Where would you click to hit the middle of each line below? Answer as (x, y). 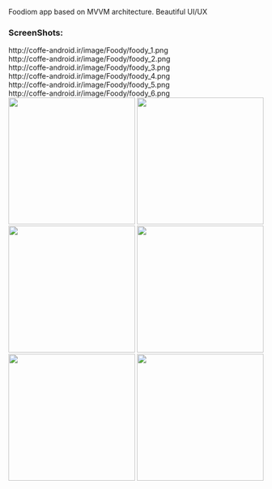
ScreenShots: (36, 32)
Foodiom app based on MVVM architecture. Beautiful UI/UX (108, 12)
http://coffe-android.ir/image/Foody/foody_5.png (89, 85)
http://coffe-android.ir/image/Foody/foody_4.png (89, 76)
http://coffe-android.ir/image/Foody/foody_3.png (89, 67)
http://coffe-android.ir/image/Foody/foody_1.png (88, 50)
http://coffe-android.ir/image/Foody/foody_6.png (89, 93)
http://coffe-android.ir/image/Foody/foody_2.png (89, 59)
